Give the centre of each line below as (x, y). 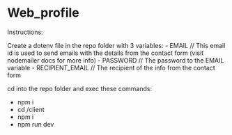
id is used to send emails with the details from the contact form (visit (106, 53)
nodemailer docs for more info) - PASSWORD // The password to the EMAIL (116, 60)
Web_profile (44, 13)
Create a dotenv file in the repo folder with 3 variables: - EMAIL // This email (116, 45)
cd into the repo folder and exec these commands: (79, 88)
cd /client (31, 109)
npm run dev (36, 124)
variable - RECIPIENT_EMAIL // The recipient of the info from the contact (111, 67)
